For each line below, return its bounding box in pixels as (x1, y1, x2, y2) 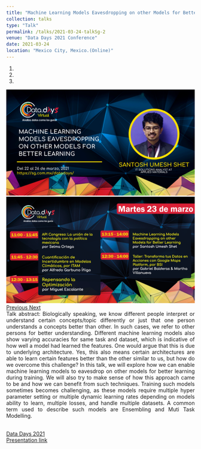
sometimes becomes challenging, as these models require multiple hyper (6, 387, 195, 394)
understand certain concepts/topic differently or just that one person (6, 317, 195, 324)
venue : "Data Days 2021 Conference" (6, 35, 98, 41)
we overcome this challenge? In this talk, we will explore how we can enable (6, 361, 195, 368)
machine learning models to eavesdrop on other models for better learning (6, 367, 195, 375)
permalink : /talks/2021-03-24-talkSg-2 (6, 29, 106, 35)
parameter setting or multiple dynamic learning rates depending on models (6, 393, 195, 400)
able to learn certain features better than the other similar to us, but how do (6, 354, 195, 362)
